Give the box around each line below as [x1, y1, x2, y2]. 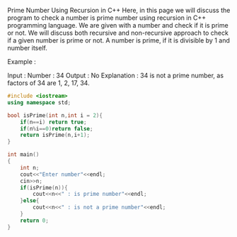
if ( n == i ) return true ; [20, 118, 87, 126]
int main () [7, 151, 40, 158]
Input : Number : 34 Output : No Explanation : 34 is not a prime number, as [7, 71, 224, 79]
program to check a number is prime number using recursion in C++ [7, 13, 207, 22]
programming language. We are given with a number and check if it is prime [7, 21, 229, 29]
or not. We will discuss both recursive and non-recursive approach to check [7, 28, 229, 37]
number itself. [7, 44, 47, 52]
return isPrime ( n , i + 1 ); [20, 131, 91, 139]
